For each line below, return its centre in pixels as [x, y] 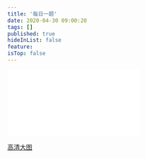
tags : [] [20, 27]
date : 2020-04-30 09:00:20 [47, 21]
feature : [20, 47]
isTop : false [27, 54]
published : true [31, 34]
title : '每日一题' [33, 14]
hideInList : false [34, 40]
